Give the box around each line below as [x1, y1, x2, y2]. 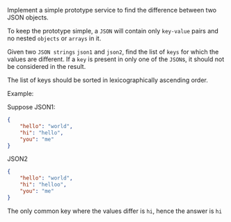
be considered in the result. [7, 63, 86, 70]
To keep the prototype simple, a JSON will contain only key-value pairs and [7, 27, 219, 35]
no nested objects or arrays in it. [7, 34, 102, 42]
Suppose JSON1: [7, 103, 56, 111]
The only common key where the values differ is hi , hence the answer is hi [7, 207, 223, 215]
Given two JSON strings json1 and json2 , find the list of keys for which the [7, 48, 219, 56]
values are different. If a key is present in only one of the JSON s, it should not [7, 55, 225, 63]
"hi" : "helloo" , [19, 181, 67, 189]
